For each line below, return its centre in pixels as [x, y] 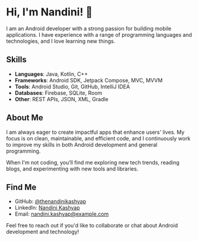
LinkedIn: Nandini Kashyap [47, 208]
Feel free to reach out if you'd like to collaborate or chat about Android [92, 226]
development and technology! [43, 232]
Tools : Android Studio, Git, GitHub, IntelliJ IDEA [72, 86]
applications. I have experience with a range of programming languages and [99, 34]
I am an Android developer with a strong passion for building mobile [89, 28]
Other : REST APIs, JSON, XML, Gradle [61, 99]
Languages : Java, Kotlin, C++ [51, 74]
